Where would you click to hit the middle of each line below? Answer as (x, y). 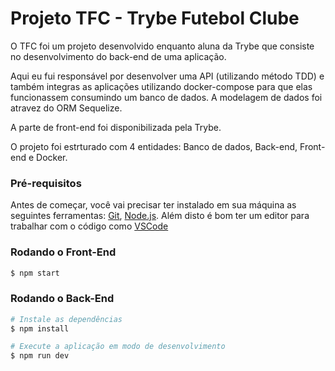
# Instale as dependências (66, 319)
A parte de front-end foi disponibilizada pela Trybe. (116, 127)
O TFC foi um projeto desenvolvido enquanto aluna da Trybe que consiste (162, 46)
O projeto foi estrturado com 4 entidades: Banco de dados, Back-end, (154, 146)
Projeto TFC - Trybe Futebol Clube (155, 18)
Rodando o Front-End (63, 252)
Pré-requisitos (46, 183)
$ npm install (40, 328)
